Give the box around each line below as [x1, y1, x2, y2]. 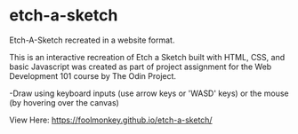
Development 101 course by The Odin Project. [9, 70, 176, 81]
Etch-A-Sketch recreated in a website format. [9, 35, 175, 45]
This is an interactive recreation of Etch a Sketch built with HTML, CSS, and [9, 51, 286, 62]
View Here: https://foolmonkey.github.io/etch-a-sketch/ [9, 114, 213, 125]
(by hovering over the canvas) [9, 97, 120, 107]
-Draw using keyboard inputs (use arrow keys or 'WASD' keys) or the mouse [9, 88, 289, 99]
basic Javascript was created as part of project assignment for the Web [9, 61, 272, 72]
